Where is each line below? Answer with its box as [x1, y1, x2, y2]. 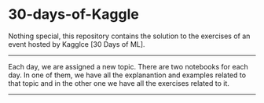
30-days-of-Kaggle [8, 5, 139, 23]
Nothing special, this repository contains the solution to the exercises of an [8, 31, 251, 41]
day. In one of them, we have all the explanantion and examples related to [8, 70, 246, 80]
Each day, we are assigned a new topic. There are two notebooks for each [8, 62, 249, 71]
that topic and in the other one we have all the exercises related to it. [8, 78, 230, 87]
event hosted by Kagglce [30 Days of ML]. [8, 39, 145, 48]
